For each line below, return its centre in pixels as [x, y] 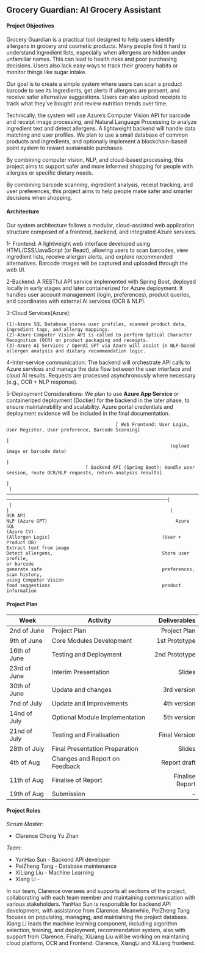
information [21, 591]
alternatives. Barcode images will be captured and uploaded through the [97, 263]
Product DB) [21, 542]
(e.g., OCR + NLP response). [42, 382]
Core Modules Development [92, 641]
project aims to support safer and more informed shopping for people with [100, 166]
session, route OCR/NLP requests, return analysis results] [85, 473]
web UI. [16, 270]
